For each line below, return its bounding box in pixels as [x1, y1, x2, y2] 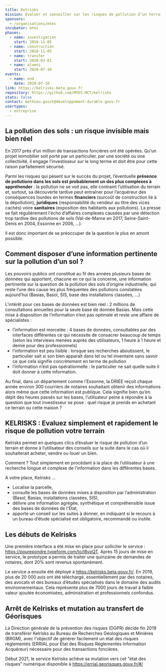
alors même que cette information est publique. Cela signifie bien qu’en [5, 389, 151, 395]
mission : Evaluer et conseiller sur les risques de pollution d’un [5, 12, 147, 17]
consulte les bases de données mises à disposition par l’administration [12, 490, 156, 496]
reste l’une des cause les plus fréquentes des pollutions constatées [5, 286, 142, 292]
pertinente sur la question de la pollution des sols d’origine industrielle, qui [5, 281, 157, 287]
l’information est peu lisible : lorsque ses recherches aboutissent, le [12, 348, 150, 354]
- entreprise [9, 108, 37, 114]
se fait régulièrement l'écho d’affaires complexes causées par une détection [5, 210, 160, 216]
